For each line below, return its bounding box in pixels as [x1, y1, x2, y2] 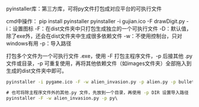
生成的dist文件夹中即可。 [6, 67, 67, 74]
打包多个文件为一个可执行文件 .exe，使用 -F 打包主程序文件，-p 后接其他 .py [6, 53, 192, 59]
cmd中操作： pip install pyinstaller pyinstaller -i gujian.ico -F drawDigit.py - [6, 18, 190, 25]
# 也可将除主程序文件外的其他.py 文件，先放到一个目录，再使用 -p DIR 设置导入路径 [6, 89, 189, 96]
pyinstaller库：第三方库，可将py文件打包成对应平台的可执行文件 [6, 5, 162, 12]
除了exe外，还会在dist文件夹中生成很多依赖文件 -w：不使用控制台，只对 [6, 33, 182, 40]
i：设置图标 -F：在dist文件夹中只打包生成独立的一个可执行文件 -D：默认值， [6, 25, 192, 32]
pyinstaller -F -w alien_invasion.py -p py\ [6, 95, 118, 101]
